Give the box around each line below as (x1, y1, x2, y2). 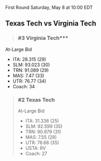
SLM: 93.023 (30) (12, 62, 50, 68)
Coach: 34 (12, 83, 35, 89)
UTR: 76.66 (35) (25, 139, 60, 146)
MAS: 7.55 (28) (25, 134, 57, 140)
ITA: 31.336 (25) (25, 117, 59, 124)
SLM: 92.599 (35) (25, 123, 63, 129)
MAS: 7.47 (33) (12, 72, 44, 78)
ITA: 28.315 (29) (12, 56, 46, 62)
